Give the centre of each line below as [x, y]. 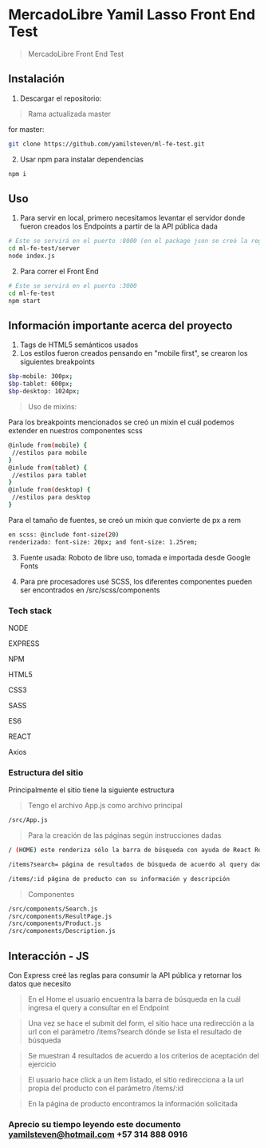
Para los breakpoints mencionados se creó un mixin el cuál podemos [121, 422]
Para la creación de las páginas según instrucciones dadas [124, 835]
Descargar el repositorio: [61, 98]
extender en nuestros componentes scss [75, 430]
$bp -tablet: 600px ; [41, 384]
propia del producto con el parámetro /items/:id [106, 1088]
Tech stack [30, 611]
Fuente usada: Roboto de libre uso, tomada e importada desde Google [135, 557]
